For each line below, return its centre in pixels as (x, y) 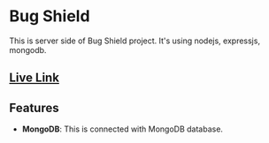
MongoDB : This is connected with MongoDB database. (123, 129)
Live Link (35, 78)
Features (34, 108)
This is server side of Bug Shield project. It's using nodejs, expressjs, (135, 41)
